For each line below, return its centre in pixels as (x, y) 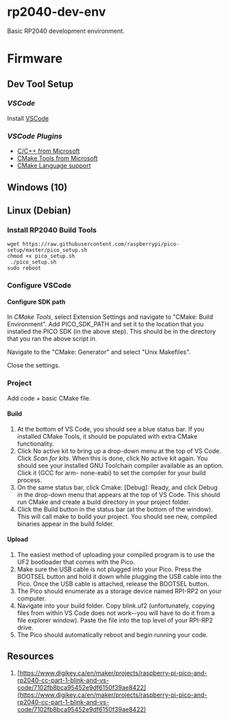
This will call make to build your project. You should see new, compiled (117, 516)
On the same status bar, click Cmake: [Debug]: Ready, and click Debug (117, 487)
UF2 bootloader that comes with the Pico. (76, 562)
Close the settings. (34, 365)
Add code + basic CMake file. (49, 398)
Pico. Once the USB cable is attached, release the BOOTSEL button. (113, 584)
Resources (31, 657)
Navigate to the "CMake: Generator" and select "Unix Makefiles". (99, 352)
